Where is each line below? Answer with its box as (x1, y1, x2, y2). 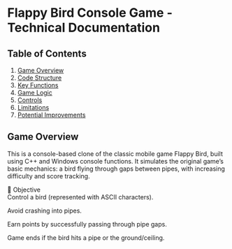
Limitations (17, 104, 50, 111)
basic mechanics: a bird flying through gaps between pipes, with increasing (7, 164, 226, 173)
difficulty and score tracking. (7, 171, 90, 180)
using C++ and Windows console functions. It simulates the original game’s (7, 157, 224, 165)
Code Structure (17, 73, 62, 82)
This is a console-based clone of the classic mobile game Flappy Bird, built (7, 149, 224, 158)
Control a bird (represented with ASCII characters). (7, 192, 154, 201)
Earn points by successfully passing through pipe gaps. (7, 220, 168, 228)
